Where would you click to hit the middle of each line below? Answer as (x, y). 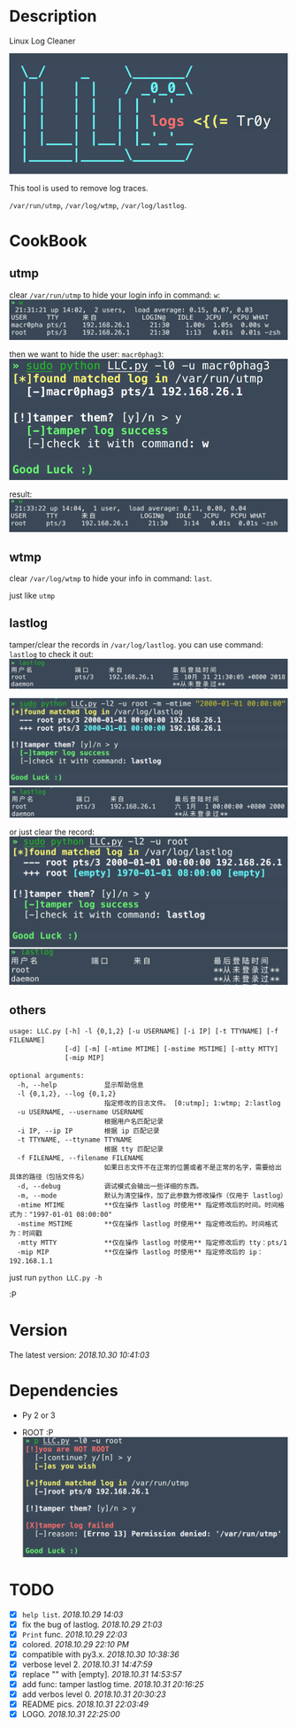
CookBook (48, 240)
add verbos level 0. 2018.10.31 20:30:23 (94, 1694)
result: (21, 494)
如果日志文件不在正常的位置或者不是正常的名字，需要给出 (193, 1168)
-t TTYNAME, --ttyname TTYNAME (75, 1140)
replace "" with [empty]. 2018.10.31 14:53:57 (102, 1674)
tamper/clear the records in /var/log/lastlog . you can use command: (136, 645)
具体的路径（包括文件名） (49, 1177)
